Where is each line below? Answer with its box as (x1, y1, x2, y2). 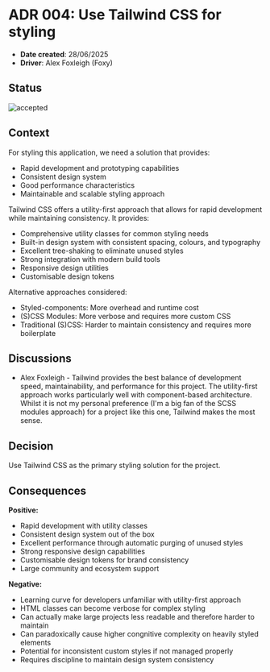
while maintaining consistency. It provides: (8, 213, 150, 222)
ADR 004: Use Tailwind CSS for (8, 6, 222, 24)
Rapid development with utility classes (19, 521, 147, 530)
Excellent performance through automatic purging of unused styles (19, 538, 243, 547)
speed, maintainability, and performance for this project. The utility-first (19, 381, 258, 392)
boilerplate (19, 328, 56, 338)
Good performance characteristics (19, 180, 135, 190)
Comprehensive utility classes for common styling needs (19, 228, 210, 239)
